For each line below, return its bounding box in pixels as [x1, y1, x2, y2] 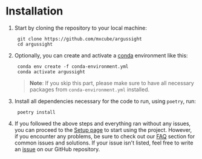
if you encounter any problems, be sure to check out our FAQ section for [14, 132, 195, 140]
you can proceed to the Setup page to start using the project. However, [14, 126, 192, 134]
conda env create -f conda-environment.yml [17, 63, 129, 70]
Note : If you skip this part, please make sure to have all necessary [29, 79, 194, 86]
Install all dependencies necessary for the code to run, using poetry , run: [14, 97, 196, 105]
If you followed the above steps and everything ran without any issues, [14, 120, 191, 127]
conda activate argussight [17, 68, 85, 75]
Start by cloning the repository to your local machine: [14, 24, 148, 31]
